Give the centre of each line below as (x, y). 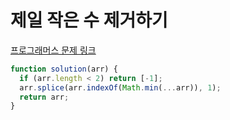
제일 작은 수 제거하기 (89, 20)
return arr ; (44, 97)
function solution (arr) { (64, 69)
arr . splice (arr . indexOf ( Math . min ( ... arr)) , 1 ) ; (120, 87)
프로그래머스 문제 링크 (53, 50)
